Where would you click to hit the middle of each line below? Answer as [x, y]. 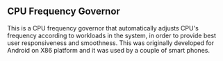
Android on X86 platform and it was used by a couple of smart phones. [109, 50]
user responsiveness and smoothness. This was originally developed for [110, 43]
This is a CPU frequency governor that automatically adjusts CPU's [103, 28]
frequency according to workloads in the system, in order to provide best [112, 35]
